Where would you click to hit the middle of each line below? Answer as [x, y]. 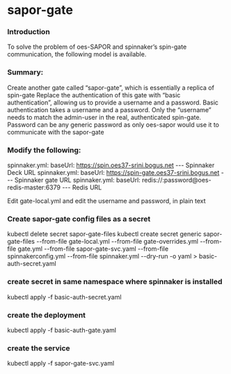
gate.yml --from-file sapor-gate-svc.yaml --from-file [93, 249]
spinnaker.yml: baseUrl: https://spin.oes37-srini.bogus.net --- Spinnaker [111, 165]
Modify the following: [44, 150]
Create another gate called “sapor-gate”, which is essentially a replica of [111, 87]
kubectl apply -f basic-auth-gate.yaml [62, 330]
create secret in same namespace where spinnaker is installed [115, 282]
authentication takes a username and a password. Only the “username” [109, 109]
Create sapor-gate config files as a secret [79, 219]
